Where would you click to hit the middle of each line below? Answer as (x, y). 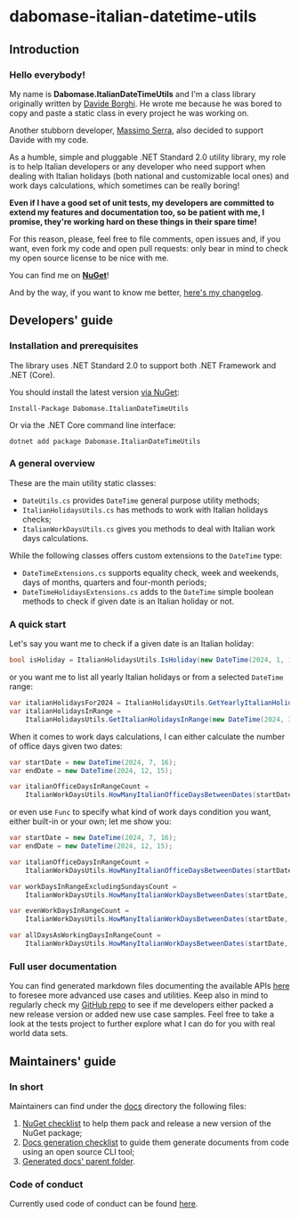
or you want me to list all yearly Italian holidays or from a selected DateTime (146, 677)
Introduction (44, 49)
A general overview (52, 464)
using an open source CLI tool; (78, 1151)
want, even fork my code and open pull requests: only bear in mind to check (149, 248)
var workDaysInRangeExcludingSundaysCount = (93, 886)
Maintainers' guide (63, 1062)
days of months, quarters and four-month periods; (114, 582)
